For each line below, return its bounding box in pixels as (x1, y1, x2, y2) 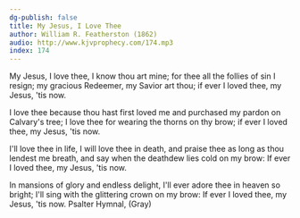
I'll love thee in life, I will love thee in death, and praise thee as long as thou (9, 144, 284, 155)
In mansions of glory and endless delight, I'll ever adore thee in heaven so (9, 180, 281, 190)
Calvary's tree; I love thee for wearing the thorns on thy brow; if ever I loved (9, 117, 288, 128)
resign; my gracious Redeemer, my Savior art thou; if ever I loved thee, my (9, 80, 282, 91)
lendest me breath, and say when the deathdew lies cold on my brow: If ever (9, 153, 291, 163)
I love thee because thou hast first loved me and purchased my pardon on (9, 107, 281, 118)
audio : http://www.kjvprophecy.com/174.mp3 (9, 38, 174, 47)
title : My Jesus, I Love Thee (9, 21, 122, 30)
